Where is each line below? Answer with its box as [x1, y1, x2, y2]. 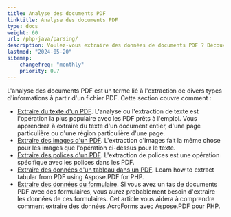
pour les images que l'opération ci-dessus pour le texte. [16, 144, 176, 152]
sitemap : [7, 55, 32, 62]
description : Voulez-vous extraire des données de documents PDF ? [7, 42, 205, 49]
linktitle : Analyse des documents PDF [7, 16, 118, 23]
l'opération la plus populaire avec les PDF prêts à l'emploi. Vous [16, 114, 197, 122]
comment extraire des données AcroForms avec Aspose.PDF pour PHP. [16, 202, 221, 210]
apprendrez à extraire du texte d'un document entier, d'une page [16, 122, 201, 130]
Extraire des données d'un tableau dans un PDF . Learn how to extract [16, 165, 214, 174]
